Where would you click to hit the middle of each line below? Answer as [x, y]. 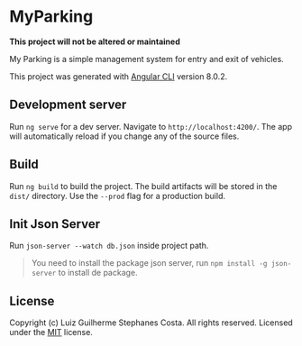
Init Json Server [55, 224]
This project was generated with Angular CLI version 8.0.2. [119, 76]
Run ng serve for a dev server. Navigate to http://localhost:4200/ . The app [151, 126]
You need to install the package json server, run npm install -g [149, 263]
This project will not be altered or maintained [95, 41]
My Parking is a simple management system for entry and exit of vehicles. [146, 59]
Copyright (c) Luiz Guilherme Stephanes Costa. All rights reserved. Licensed [151, 323]
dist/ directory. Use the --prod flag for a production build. [117, 196]
